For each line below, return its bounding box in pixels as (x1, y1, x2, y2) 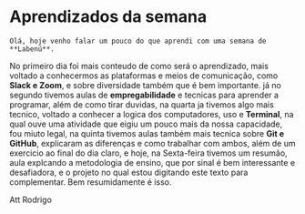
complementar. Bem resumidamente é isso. (9, 176, 172, 188)
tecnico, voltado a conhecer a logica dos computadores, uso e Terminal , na (9, 108, 294, 119)
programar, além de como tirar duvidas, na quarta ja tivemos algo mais (9, 98, 275, 110)
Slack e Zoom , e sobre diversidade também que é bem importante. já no (9, 79, 282, 90)
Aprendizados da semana (9, 6, 208, 27)
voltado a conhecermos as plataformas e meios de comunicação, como (9, 70, 279, 81)
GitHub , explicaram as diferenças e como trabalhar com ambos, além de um (9, 138, 296, 148)
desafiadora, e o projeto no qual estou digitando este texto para (9, 167, 249, 178)
